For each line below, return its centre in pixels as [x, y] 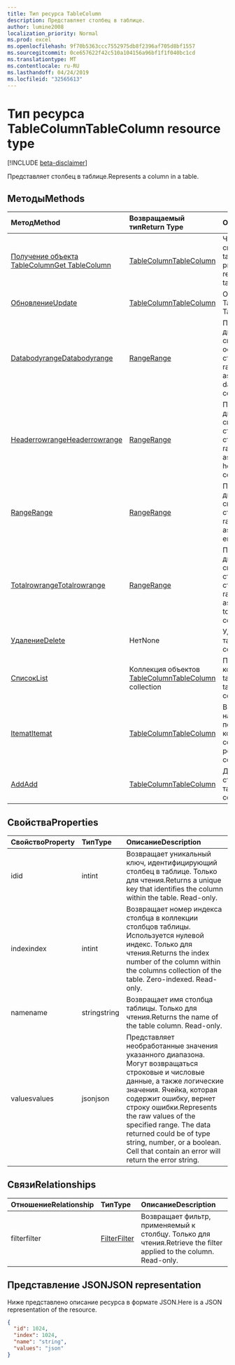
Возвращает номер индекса [174, 909]
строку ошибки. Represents [172, 1107]
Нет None [144, 640]
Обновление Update [44, 303]
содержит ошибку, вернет [171, 1098]
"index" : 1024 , [36, 1336]
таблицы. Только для [162, 1008]
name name [29, 1012]
